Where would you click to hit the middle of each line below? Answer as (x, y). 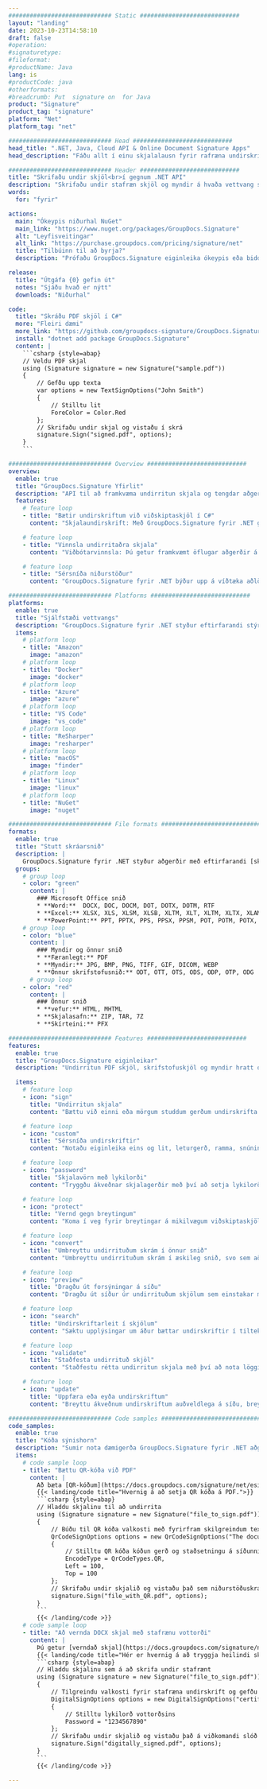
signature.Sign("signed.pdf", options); (104, 435)
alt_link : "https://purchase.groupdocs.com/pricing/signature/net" (130, 243)
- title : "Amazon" (53, 648)
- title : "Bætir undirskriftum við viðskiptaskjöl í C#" (119, 516)
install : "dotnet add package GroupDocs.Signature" (103, 339)
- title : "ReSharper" (58, 736)
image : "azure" (54, 699)
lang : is (23, 75)
